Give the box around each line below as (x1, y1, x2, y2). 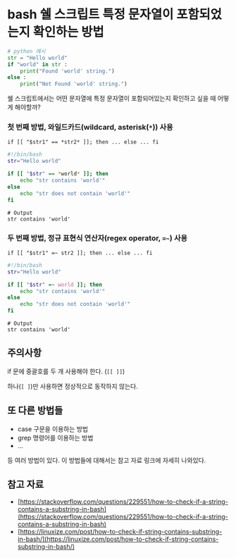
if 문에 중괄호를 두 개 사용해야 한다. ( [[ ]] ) (7, 367, 125, 376)
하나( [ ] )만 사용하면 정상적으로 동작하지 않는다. (7, 382, 139, 390)
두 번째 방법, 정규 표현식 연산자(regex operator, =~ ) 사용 (7, 233, 188, 243)
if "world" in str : (7, 61, 68, 68)
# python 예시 (7, 47, 46, 55)
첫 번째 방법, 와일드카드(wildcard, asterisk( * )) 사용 (7, 123, 173, 132)
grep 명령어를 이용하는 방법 (17, 433, 94, 442)
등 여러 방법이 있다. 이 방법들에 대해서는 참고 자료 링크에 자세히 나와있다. (7, 456, 206, 464)
